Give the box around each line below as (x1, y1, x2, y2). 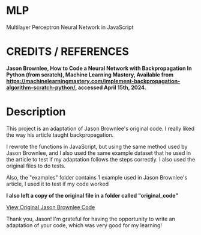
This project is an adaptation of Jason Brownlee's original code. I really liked (6, 125, 195, 132)
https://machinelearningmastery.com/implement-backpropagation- (6, 77, 181, 84)
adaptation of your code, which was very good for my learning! (6, 221, 162, 229)
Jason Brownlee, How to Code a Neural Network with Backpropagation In (6, 64, 192, 72)
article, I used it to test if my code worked (6, 180, 109, 187)
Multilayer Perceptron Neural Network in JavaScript (6, 23, 134, 31)
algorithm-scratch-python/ (6, 84, 76, 91)
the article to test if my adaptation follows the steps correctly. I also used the (6, 155, 196, 163)
